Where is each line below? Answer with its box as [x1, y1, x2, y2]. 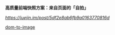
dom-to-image [5, 24, 35, 30]
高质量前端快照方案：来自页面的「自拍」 [5, 5, 88, 10]
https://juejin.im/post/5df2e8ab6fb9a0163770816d [5, 15, 110, 20]
